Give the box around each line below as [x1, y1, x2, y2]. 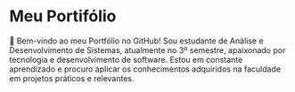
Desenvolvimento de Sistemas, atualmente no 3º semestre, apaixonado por [9, 44, 286, 55]
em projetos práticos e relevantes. [9, 73, 135, 83]
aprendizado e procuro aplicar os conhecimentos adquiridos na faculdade [9, 64, 282, 74]
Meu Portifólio [9, 6, 117, 27]
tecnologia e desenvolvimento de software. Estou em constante [9, 54, 243, 65]
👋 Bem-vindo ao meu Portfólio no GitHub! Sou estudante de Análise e [9, 35, 265, 46]
